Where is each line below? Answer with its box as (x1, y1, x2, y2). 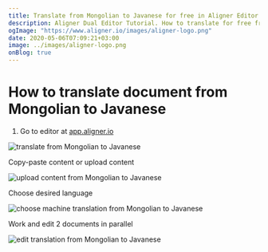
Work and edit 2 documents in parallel (8, 219, 133, 228)
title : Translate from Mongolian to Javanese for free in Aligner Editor (8, 11, 259, 20)
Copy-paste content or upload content (8, 157, 135, 167)
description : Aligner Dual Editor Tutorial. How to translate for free (8, 19, 251, 27)
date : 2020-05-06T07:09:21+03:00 (8, 33, 120, 42)
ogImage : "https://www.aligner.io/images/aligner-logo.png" (8, 26, 213, 34)
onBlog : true (8, 49, 52, 57)
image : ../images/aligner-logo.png (8, 41, 127, 49)
